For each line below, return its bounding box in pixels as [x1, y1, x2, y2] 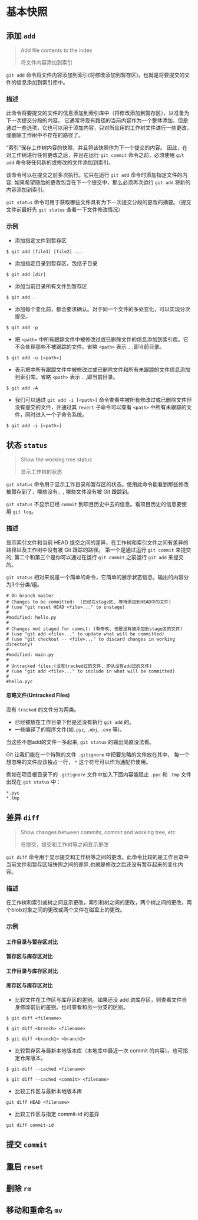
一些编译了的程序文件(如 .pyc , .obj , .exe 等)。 [14, 726, 125, 733]
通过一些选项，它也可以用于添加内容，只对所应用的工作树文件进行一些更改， [6, 124, 192, 132]
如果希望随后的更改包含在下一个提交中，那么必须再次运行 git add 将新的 [14, 179, 191, 186]
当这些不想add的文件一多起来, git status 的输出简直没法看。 [6, 738, 155, 745]
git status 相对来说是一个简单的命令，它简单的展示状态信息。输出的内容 [6, 573, 184, 581]
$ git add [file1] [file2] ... [6, 248, 83, 254]
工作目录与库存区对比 [6, 967, 58, 974]
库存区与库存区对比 [6, 982, 53, 989]
